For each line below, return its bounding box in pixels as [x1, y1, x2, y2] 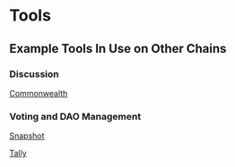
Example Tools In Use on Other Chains [9, 41, 227, 56]
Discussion [9, 68, 60, 80]
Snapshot [9, 130, 45, 141]
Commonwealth [9, 88, 68, 98]
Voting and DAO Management [9, 110, 142, 122]
